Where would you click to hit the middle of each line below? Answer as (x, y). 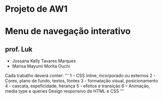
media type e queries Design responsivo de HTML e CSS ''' (64, 91)
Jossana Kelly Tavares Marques (44, 61)
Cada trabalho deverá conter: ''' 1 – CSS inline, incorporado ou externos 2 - (80, 76)
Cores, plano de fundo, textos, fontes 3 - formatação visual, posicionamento (81, 81)
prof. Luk (19, 49)
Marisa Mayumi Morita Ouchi (41, 66)
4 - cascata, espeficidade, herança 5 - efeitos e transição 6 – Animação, (78, 86)
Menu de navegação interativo (68, 31)
